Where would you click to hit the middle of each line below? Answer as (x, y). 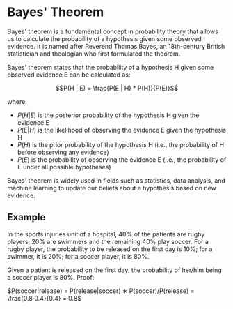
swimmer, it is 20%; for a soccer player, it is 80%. (78, 256)
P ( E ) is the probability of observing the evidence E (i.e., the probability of (122, 159)
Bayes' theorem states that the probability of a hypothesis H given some (111, 67)
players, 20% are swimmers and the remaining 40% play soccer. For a (108, 241)
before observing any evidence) (63, 152)
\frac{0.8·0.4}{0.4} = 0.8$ (45, 298)
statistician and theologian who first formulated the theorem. (94, 54)
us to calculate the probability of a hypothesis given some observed (104, 38)
